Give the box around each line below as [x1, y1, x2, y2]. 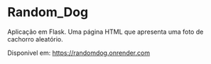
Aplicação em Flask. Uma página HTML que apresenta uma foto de [7, 27, 204, 36]
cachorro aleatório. [7, 34, 64, 43]
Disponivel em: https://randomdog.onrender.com [7, 49, 151, 57]
